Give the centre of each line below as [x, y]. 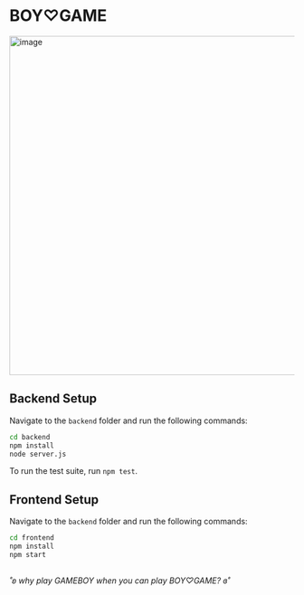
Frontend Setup [54, 500]
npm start [28, 554]
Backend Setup [53, 399]
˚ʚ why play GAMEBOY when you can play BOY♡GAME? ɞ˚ [120, 581]
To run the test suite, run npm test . [74, 471]
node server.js [38, 454]
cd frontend [32, 538]
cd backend [30, 437]
